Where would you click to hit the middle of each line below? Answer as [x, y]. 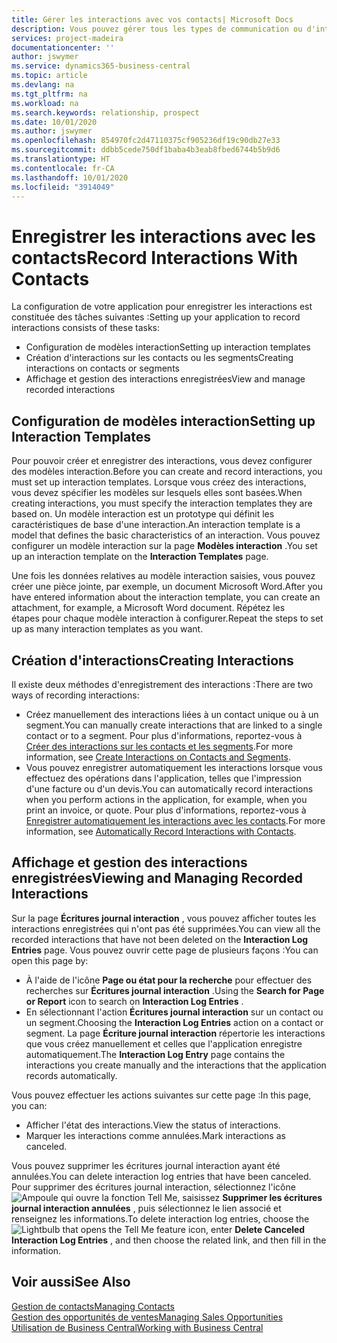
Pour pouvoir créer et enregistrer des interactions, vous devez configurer [162, 461]
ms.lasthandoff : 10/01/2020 [70, 177]
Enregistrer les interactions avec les [164, 236]
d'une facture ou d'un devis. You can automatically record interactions [169, 788]
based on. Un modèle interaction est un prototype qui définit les [143, 514]
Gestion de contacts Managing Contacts [93, 1306]
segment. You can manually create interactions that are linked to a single [174, 725]
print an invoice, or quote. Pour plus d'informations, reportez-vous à [166, 810]
